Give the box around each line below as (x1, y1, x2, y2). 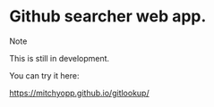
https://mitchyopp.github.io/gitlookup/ (9, 87, 150, 98)
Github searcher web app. (9, 6, 207, 27)
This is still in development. (9, 53, 110, 63)
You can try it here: (9, 70, 80, 81)
